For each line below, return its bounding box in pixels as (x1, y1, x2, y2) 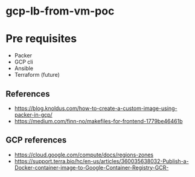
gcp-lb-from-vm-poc (5, 4, 115, 18)
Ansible (14, 65, 34, 72)
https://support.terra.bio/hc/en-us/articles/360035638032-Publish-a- (14, 157, 189, 164)
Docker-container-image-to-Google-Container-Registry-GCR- (14, 164, 169, 171)
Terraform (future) (14, 71, 60, 79)
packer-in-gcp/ (14, 111, 53, 118)
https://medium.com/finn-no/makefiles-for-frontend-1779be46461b (14, 117, 183, 124)
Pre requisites (5, 32, 77, 46)
